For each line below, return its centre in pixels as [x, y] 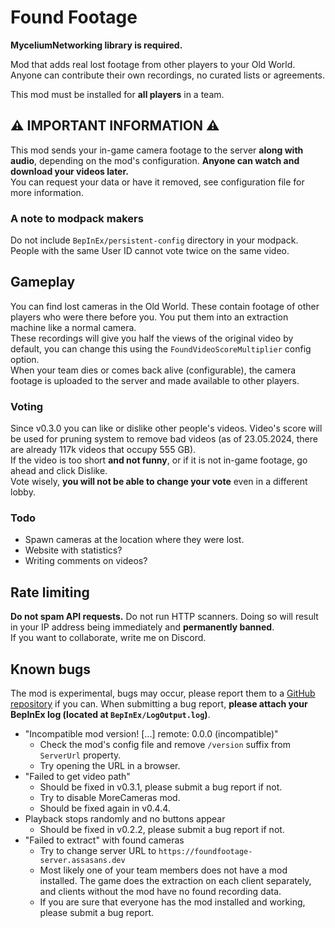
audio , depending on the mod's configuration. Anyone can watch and [155, 160]
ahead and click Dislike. [59, 471]
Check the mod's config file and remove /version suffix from [165, 745]
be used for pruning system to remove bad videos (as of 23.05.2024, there [164, 439]
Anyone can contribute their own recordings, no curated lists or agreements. [168, 75]
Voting [27, 406]
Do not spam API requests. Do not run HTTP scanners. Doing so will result [164, 617]
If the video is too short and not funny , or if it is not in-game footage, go [159, 460]
